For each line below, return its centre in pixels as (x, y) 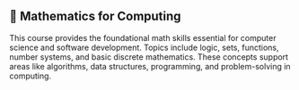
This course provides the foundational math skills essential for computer (143, 37)
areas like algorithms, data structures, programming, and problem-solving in (150, 66)
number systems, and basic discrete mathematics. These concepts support (149, 57)
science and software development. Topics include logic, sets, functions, (145, 47)
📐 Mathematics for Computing (95, 16)
